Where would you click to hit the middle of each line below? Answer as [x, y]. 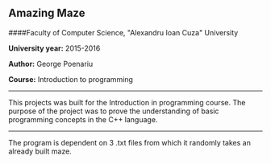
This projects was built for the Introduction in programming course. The [127, 102]
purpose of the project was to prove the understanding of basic [114, 111]
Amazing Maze [47, 13]
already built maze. [40, 151]
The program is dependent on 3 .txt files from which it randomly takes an [130, 142]
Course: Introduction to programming [71, 79]
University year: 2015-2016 [54, 48]
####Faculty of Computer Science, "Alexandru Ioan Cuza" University [123, 32]
